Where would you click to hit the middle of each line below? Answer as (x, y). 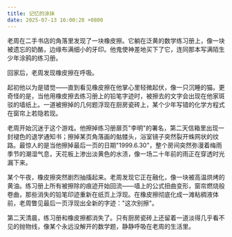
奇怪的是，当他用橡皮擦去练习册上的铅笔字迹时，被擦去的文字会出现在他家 (113, 96)
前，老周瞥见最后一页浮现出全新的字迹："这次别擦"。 (83, 203)
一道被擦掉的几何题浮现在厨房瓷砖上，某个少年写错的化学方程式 (134, 104)
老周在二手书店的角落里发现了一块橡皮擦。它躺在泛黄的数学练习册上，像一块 (116, 40)
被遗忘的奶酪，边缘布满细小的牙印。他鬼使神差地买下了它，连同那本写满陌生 (116, 49)
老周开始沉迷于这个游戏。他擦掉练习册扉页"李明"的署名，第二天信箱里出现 (113, 128)
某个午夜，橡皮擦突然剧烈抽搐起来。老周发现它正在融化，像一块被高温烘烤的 (116, 177)
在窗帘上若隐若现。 (35, 113)
